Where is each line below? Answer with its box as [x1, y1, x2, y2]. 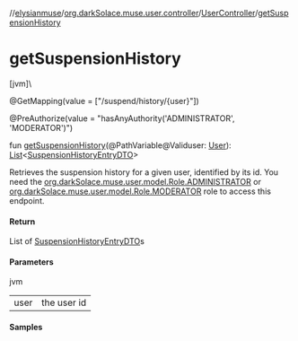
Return [9, 215, 36, 227]
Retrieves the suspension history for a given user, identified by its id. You [9, 166, 279, 178]
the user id [41, 296, 87, 309]
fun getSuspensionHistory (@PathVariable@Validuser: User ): [9, 139, 232, 151]
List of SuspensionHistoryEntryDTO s [9, 236, 145, 247]
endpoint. [9, 195, 45, 205]
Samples [9, 321, 43, 332]
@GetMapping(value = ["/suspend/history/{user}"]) [9, 95, 199, 106]
